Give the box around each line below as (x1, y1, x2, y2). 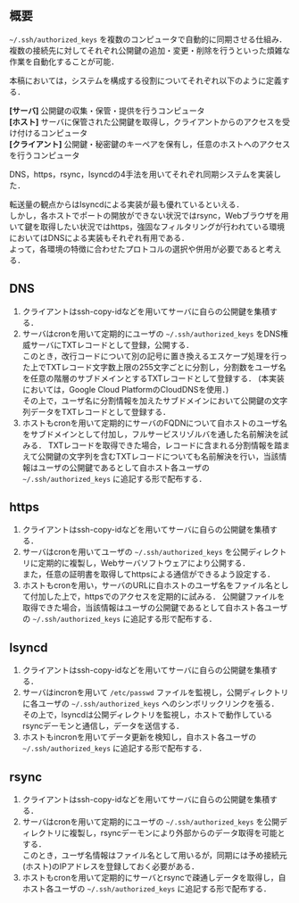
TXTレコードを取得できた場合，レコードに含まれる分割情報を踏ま (47, 440, 290, 451)
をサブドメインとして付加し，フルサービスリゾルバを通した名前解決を (21, 428, 281, 439)
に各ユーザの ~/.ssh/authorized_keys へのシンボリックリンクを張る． (21, 699, 279, 709)
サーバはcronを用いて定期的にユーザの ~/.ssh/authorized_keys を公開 (21, 816, 280, 827)
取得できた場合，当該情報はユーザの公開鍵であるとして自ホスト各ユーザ (21, 602, 288, 613)
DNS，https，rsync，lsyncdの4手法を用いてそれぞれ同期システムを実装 (9, 169, 274, 179)
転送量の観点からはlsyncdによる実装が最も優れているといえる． (9, 199, 245, 210)
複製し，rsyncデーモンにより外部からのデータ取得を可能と (69, 828, 286, 839)
